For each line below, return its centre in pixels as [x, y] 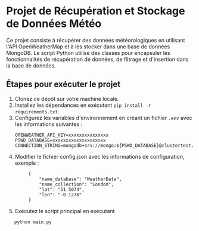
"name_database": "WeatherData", [80, 179]
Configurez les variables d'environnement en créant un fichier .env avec [103, 118]
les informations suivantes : [49, 124]
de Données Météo [54, 24]
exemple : [27, 163]
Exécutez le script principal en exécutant [65, 211]
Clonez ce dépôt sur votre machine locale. [67, 98]
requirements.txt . [37, 111]
